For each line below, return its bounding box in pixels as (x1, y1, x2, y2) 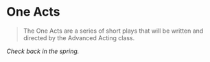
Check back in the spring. (6, 47, 80, 55)
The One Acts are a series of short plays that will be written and (23, 27, 204, 35)
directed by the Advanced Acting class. (23, 33, 135, 42)
